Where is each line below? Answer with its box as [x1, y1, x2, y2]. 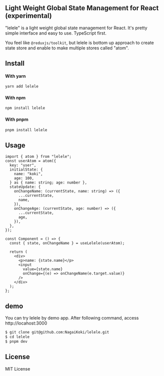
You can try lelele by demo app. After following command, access [5, 315, 139, 321]
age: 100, [14, 176, 35, 181]
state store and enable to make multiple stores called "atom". [5, 45, 129, 51]
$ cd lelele [5, 334, 30, 339]
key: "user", [9, 163, 37, 168]
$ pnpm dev [5, 339, 28, 344]
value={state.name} [23, 267, 63, 272]
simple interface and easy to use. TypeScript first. [5, 30, 107, 36]
